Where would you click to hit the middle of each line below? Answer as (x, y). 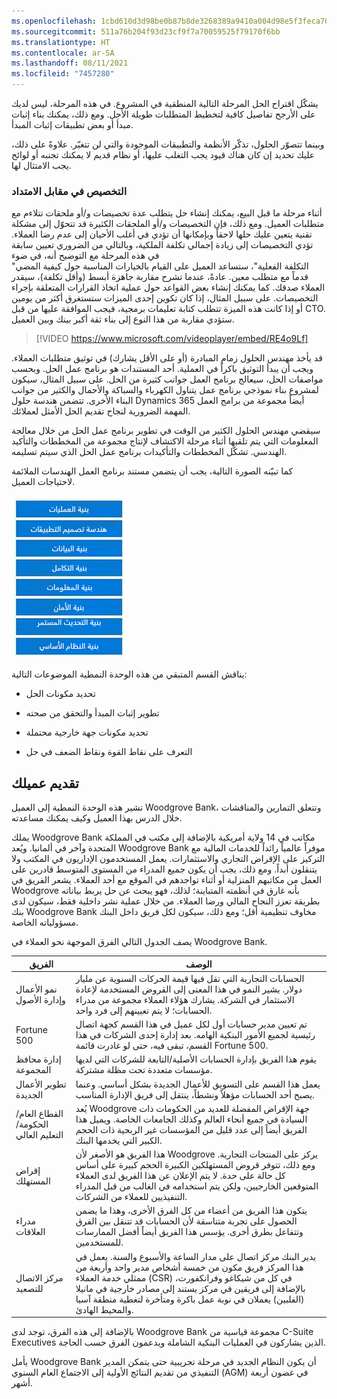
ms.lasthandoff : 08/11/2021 (70, 63)
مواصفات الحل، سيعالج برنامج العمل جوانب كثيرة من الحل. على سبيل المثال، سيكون (167, 379)
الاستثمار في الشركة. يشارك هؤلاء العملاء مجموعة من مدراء (185, 999)
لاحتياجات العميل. (43, 482)
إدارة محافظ (38, 1059)
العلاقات (30, 1232)
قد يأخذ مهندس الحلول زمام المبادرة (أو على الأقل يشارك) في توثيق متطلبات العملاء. (167, 358)
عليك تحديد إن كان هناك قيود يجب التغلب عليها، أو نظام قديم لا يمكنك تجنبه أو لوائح (163, 154)
